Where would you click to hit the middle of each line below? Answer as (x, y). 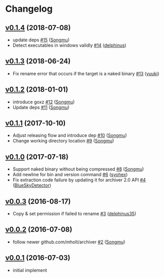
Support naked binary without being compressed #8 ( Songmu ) (78, 169)
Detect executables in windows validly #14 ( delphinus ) (70, 45)
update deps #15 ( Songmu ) (41, 40)
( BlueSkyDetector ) (32, 185)
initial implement (30, 270)
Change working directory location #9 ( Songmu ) (63, 141)
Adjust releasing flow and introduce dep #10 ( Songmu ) (70, 135)
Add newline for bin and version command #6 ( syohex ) (70, 175)
